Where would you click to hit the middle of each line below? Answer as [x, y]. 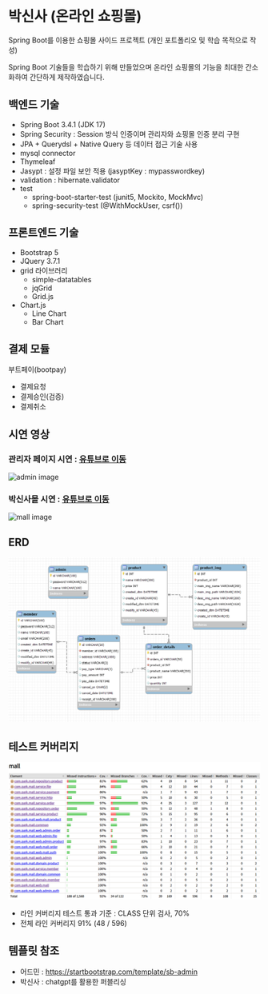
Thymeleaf [38, 162]
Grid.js [43, 296]
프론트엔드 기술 [44, 233]
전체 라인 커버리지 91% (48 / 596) [74, 923]
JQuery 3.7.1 [40, 261]
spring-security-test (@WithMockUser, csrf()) [107, 206]
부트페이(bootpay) [37, 369]
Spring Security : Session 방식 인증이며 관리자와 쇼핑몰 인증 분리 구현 [130, 134]
